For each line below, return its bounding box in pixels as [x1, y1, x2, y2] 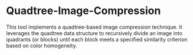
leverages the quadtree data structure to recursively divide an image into [6, 29, 182, 36]
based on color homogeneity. [6, 42, 78, 49]
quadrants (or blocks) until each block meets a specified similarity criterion [6, 36, 188, 43]
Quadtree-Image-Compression [6, 4, 161, 18]
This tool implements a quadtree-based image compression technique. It [6, 23, 182, 30]
